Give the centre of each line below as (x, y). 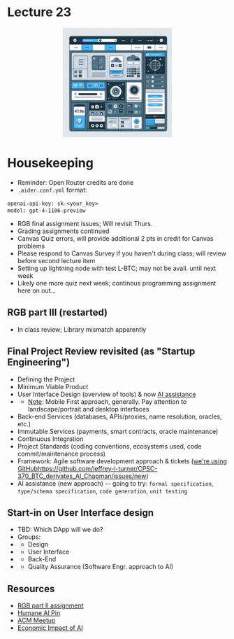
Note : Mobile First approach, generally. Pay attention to (107, 401)
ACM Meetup (36, 621)
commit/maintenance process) (61, 454)
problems (31, 246)
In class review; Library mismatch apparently (82, 329)
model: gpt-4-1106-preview (46, 211)
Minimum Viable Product (53, 386)
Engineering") (39, 362)
